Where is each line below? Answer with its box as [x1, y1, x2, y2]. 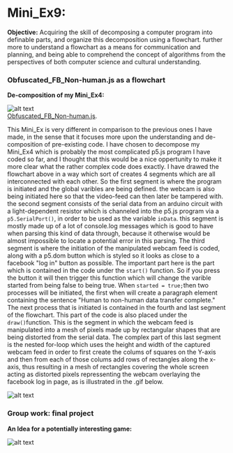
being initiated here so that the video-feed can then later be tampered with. [7, 192, 223, 200]
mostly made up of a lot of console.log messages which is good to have [7, 222, 214, 230]
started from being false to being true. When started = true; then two [7, 281, 209, 290]
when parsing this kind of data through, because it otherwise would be [7, 229, 211, 238]
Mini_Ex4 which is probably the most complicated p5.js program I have [7, 148, 211, 156]
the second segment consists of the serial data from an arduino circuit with [7, 200, 223, 208]
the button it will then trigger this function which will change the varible [7, 274, 211, 282]
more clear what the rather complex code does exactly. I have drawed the [7, 163, 220, 171]
